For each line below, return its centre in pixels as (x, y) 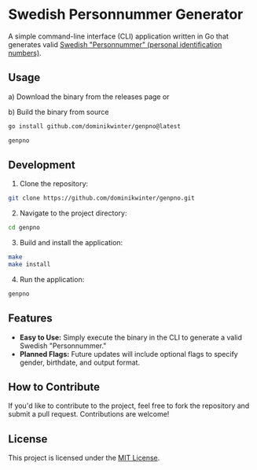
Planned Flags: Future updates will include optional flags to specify (128, 354)
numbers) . (25, 53)
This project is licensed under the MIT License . (84, 458)
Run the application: (52, 279)
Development (42, 165)
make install (29, 264)
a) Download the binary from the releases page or (89, 97)
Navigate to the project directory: (73, 213)
